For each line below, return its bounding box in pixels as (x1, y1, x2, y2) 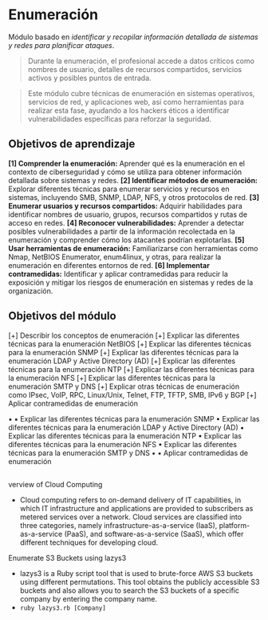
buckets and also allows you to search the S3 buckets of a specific (19, 586, 239, 595)
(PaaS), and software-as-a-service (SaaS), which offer (64, 529, 244, 538)
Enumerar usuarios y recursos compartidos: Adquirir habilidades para (8, 201, 243, 210)
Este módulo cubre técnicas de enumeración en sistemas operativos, (27, 88, 255, 98)
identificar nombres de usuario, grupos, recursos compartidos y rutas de (8, 210, 248, 219)
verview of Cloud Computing (8, 479, 103, 489)
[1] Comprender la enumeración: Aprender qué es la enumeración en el (8, 158, 246, 168)
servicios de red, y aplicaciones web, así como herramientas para (27, 97, 245, 106)
